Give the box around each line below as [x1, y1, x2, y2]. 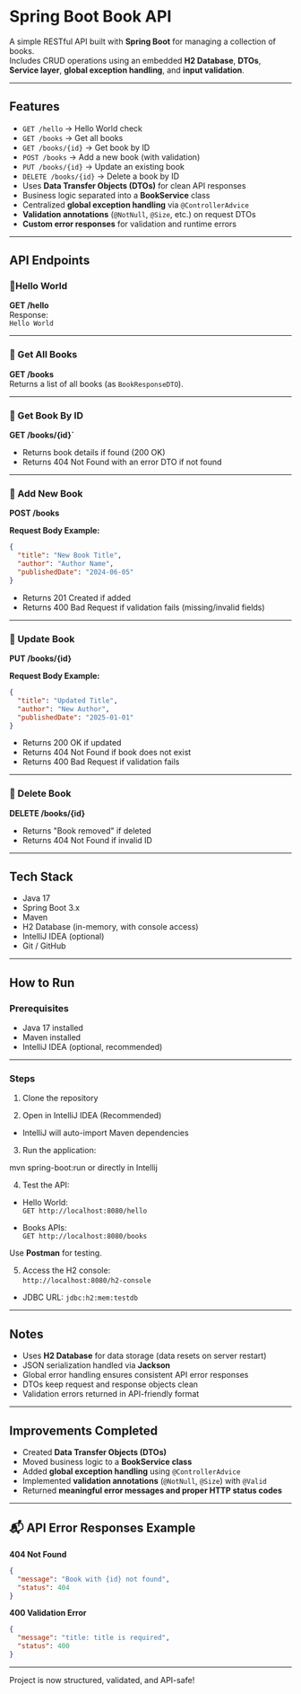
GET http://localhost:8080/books [21, 1232, 148, 1241]
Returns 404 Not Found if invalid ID [21, 834, 152, 845]
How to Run [9, 975, 75, 990]
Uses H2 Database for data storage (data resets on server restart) [21, 1350, 267, 1362]
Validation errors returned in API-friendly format [21, 1389, 200, 1399]
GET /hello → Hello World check [21, 123, 143, 134]
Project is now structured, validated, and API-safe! [9, 1674, 195, 1685]
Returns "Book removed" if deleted [21, 825, 152, 836]
